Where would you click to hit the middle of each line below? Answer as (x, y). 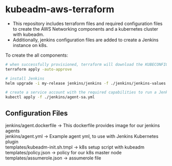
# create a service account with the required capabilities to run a (81, 92)
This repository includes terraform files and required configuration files (88, 23)
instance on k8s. (30, 45)
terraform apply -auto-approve (39, 69)
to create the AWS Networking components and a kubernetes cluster (85, 29)
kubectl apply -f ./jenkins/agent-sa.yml (50, 97)
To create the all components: (37, 55)
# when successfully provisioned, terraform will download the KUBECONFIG (87, 64)
